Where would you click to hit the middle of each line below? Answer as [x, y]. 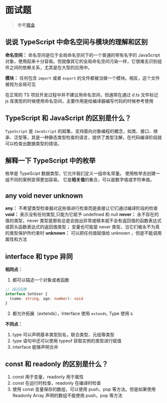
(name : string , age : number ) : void [46, 299]
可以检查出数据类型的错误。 [34, 143]
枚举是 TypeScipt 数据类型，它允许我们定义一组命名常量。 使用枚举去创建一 [83, 173]
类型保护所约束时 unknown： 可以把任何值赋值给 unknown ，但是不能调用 [85, 233]
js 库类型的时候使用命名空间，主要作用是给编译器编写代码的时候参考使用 [79, 101]
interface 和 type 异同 [39, 256]
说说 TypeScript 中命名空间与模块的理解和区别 [77, 42]
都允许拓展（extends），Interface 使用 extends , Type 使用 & [73, 313]
